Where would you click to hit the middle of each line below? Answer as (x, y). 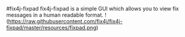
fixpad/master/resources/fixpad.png (51, 27)
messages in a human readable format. (55, 15)
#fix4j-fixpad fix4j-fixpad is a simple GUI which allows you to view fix (93, 9)
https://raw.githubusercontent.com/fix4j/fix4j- (65, 21)
